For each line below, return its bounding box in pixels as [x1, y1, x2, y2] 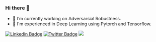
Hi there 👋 [5, 4, 30, 11]
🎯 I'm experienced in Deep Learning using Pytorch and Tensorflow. [12, 21, 152, 27]
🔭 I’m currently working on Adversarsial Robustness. [12, 16, 121, 22]
